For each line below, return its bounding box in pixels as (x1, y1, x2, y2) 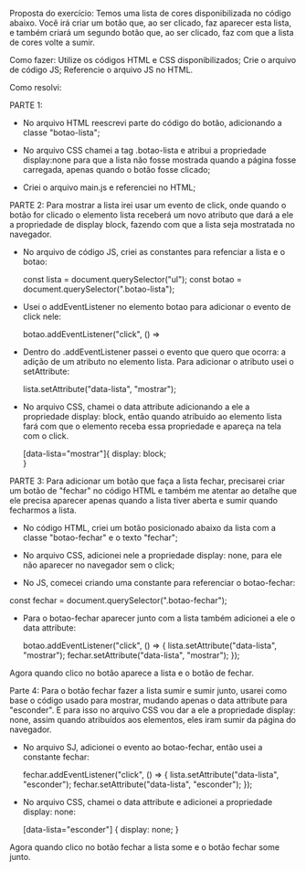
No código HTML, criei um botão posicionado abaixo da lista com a (22, 523, 276, 533)
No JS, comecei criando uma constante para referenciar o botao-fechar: (22, 578, 296, 588)
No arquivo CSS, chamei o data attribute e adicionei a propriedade (22, 797, 273, 807)
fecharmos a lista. (9, 505, 78, 515)
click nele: (22, 311, 62, 322)
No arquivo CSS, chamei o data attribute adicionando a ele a (22, 401, 250, 412)
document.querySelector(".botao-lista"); (22, 283, 175, 294)
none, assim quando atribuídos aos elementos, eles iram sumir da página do (9, 715, 297, 725)
